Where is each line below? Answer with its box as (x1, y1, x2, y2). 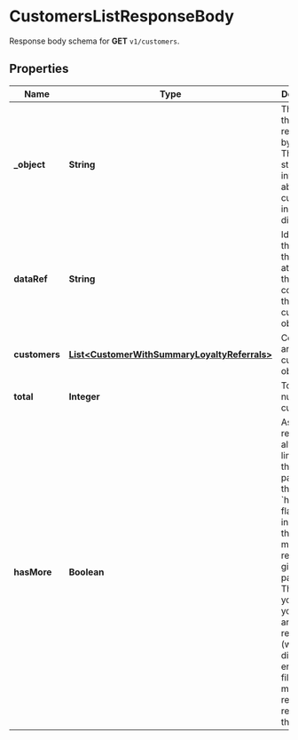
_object (13, 158, 46, 171)
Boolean (68, 566, 105, 578)
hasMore (13, 566, 52, 578)
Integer (68, 390, 100, 402)
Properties (9, 61, 69, 76)
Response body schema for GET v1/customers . (9, 36, 180, 46)
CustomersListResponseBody (9, 6, 235, 27)
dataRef (13, 273, 48, 285)
